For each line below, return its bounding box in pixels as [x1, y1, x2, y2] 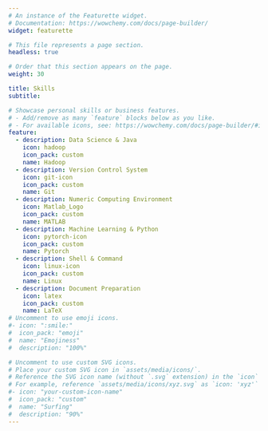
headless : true [8, 49, 59, 57]
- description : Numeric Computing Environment [15, 196, 173, 204]
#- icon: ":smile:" [8, 322, 73, 330]
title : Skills [8, 85, 56, 93]
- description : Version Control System [15, 165, 148, 174]
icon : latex [22, 292, 62, 300]
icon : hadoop [22, 144, 66, 152]
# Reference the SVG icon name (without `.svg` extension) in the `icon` [8, 373, 259, 382]
